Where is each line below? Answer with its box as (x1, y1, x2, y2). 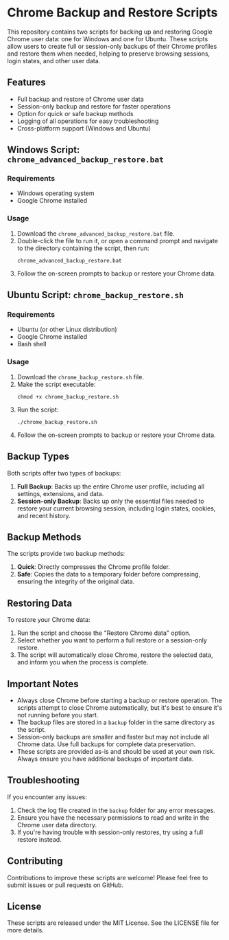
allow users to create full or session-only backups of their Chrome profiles (7, 42, 217, 50)
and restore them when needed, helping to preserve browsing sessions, (7, 49, 210, 58)
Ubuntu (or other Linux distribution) (16, 325, 118, 334)
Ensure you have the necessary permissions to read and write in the (16, 813, 210, 822)
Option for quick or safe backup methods (16, 109, 134, 117)
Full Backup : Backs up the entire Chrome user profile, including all (16, 482, 204, 491)
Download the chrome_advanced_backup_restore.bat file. (16, 229, 175, 238)
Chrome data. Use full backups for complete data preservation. (16, 740, 196, 748)
